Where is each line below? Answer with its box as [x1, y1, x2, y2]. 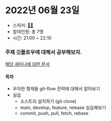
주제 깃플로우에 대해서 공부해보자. [5, 48, 82, 55]
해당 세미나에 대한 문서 [5, 61, 50, 67]
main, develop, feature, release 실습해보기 [20, 104, 106, 111]
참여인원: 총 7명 [12, 28, 44, 34]
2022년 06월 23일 [5, 5, 80, 16]
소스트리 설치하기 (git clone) [20, 98, 77, 104]
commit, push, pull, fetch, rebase [20, 110, 89, 116]
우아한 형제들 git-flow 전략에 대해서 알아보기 [12, 86, 100, 92]
